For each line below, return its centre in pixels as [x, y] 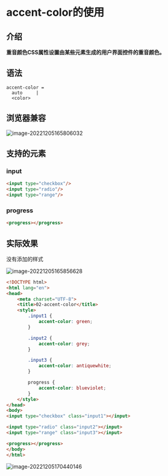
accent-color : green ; [66, 322]
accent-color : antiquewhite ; [75, 366]
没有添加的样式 [25, 259]
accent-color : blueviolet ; [72, 388]
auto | [25, 93]
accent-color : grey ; [64, 344]
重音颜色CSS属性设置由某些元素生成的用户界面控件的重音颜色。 [86, 52]
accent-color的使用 [55, 12]
